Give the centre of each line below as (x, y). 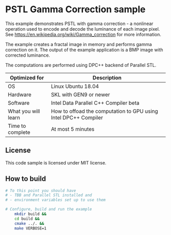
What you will (24, 111)
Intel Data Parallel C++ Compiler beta (95, 103)
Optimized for (27, 78)
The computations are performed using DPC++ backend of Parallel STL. (81, 65)
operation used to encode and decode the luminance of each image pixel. (83, 29)
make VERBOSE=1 (31, 228)
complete (19, 132)
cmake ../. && (29, 223)
